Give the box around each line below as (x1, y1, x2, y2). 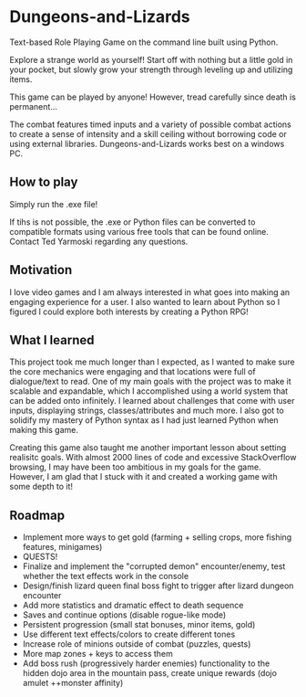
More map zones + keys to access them (22, 649, 173, 660)
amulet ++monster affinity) (22, 678, 124, 689)
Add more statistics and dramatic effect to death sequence (22, 600, 244, 611)
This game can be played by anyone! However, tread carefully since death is (9, 91, 296, 102)
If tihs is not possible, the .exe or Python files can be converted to (9, 216, 256, 227)
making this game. (9, 425, 79, 436)
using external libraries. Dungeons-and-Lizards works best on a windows (9, 138, 285, 149)
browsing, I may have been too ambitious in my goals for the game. (9, 461, 261, 472)
